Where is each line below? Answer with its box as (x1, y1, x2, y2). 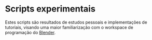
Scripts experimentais (5, 3, 96, 14)
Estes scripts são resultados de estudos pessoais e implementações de (5, 19, 147, 25)
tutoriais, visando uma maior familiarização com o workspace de (5, 24, 134, 30)
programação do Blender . (5, 29, 56, 35)
